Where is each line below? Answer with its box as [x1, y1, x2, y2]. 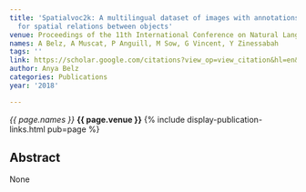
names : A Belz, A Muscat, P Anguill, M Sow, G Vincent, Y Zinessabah [9, 38, 280, 48]
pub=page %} [46, 124, 100, 135]
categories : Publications [9, 73, 107, 82]
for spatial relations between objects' [17, 22, 173, 31]
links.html [9, 124, 46, 135]
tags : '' [9, 47, 43, 56]
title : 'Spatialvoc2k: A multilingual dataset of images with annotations [9, 13, 300, 23]
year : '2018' [9, 81, 59, 90]
